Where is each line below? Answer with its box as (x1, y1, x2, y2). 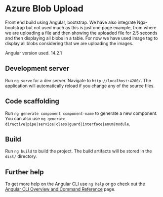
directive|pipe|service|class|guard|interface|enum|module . (5, 121, 130, 127)
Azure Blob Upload (5, 3, 84, 14)
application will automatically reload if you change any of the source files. (5, 83, 155, 89)
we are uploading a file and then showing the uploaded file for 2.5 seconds (5, 30, 158, 36)
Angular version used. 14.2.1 (5, 50, 62, 56)
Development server (5, 64, 70, 73)
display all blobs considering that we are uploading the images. (5, 40, 133, 46)
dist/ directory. (5, 153, 37, 159)
